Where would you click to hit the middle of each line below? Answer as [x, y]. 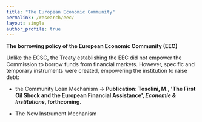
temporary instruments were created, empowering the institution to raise [97, 71]
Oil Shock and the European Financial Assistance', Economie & [96, 95]
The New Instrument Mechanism [56, 114]
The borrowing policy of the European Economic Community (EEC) [92, 46]
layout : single [25, 23]
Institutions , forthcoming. [48, 102]
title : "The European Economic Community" [61, 12]
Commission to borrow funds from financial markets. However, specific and [101, 64]
